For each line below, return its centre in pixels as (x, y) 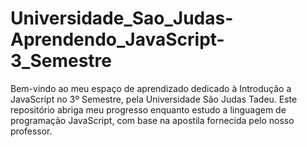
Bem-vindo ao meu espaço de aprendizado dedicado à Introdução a (151, 88)
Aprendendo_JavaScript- (117, 39)
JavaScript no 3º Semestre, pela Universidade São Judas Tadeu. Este (154, 99)
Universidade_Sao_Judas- (122, 18)
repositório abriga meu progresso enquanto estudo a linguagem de (148, 109)
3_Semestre (61, 61)
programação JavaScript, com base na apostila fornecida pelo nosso (152, 120)
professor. (31, 131)
